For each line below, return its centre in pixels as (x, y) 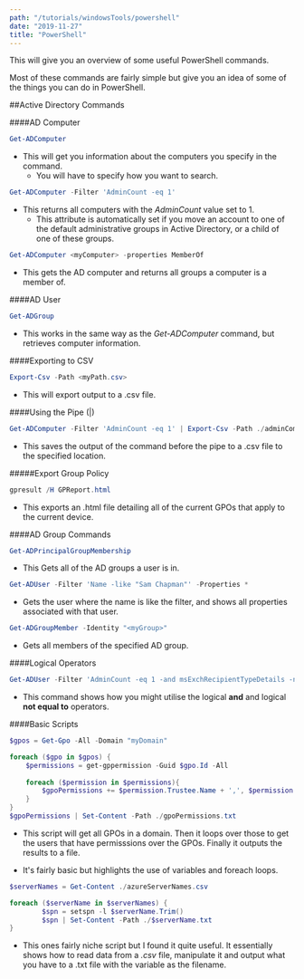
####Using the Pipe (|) (52, 412)
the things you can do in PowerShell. (78, 88)
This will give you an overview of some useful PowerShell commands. (139, 61)
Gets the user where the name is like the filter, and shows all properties (155, 602)
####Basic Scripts (44, 724)
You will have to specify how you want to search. (127, 176)
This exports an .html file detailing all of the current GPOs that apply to (153, 507)
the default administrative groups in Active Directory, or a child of (157, 229)
